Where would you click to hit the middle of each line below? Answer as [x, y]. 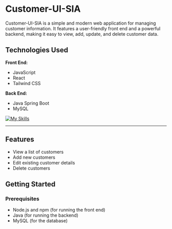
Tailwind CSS [27, 83]
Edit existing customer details [44, 162]
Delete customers [31, 168]
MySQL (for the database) [40, 221]
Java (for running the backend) [45, 215]
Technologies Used [37, 50]
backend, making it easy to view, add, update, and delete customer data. [82, 34]
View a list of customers [38, 152]
